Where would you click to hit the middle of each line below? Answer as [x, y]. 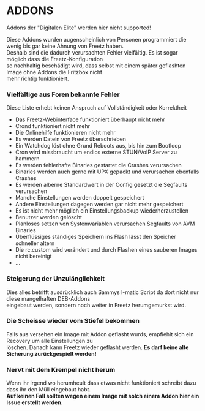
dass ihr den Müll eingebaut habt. [48, 390]
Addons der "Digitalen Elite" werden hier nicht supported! [79, 28]
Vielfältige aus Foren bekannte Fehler [63, 94]
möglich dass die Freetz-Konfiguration [55, 59]
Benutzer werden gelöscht [49, 217]
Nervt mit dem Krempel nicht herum [61, 369]
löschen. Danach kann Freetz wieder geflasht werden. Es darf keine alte [98, 347]
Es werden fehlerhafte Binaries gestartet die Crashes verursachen [98, 165]
